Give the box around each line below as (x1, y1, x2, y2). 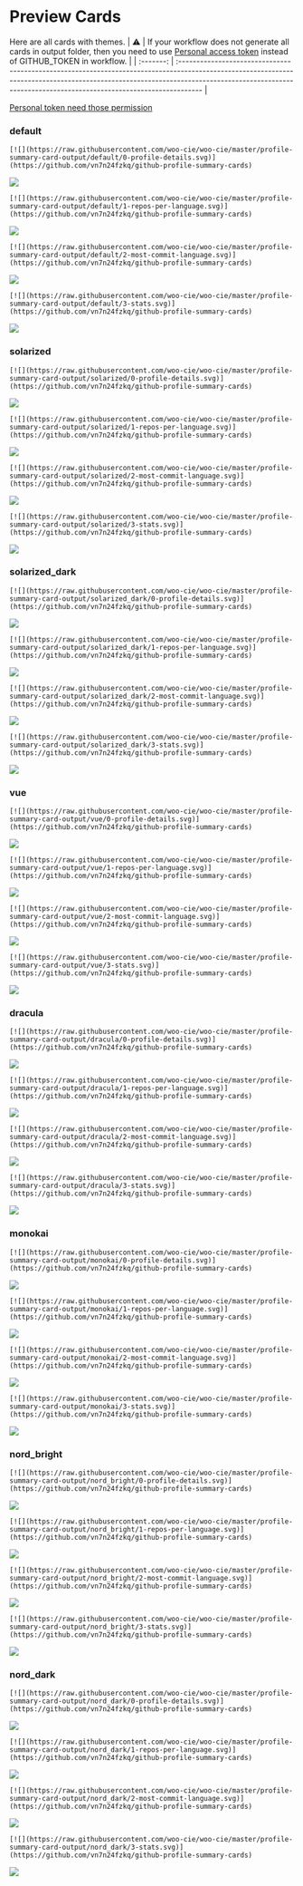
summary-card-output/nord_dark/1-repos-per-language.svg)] (9, 1746, 237, 1755)
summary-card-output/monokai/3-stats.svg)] (9, 1402, 176, 1411)
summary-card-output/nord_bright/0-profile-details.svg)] (9, 1476, 232, 1485)
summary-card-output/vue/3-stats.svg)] (9, 961, 160, 971)
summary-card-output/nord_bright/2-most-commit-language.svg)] (9, 1574, 253, 1583)
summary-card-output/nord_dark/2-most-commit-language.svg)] (9, 1794, 245, 1804)
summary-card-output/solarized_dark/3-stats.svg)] (9, 740, 204, 750)
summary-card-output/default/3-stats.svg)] (9, 299, 176, 309)
